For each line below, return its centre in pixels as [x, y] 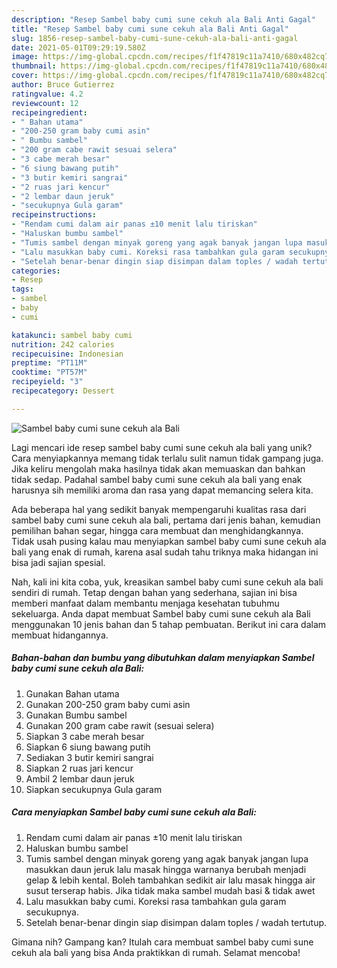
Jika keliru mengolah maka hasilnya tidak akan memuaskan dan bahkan [158, 468]
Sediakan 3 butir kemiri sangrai [89, 757]
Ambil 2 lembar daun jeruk [80, 778]
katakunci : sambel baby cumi [72, 335]
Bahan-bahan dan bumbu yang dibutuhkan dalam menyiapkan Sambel [163, 658]
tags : [22, 289]
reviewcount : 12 [45, 103]
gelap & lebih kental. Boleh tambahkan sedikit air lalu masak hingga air [170, 880]
